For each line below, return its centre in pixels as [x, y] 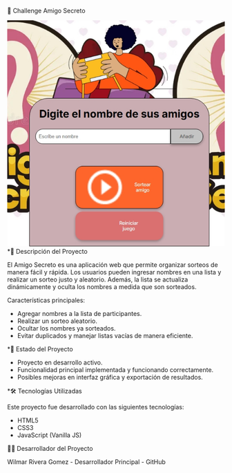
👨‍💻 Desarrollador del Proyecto [50, 448]
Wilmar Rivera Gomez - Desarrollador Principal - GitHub [86, 462]
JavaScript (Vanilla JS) [49, 435]
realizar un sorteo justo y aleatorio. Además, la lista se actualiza [98, 279]
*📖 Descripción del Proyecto [47, 251]
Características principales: [46, 300]
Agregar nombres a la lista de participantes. [79, 313]
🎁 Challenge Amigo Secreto [46, 11]
